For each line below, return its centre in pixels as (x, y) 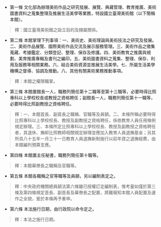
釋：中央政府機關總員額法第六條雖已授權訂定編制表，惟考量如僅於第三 (85, 186)
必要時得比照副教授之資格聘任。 (42, 104)
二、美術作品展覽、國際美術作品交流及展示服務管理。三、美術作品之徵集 (82, 46)
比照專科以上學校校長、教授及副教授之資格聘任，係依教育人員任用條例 (85, 120)
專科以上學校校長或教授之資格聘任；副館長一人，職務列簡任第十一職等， (82, 98)
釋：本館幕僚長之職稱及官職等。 (47, 166)
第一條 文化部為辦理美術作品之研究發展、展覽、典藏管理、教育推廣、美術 (83, 7)
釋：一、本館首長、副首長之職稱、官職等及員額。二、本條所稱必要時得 (85, 114)
